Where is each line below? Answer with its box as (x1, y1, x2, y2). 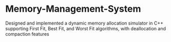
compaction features (5, 31, 50, 37)
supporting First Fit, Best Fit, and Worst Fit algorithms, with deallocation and (5, 25, 166, 31)
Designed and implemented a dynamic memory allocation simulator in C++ (5, 20, 163, 26)
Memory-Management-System (5, 3, 141, 15)
